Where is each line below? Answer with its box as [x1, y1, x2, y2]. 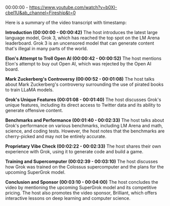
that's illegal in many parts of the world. [5, 46, 88, 51]
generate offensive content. [5, 108, 63, 113]
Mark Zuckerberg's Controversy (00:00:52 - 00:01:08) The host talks [5, 76, 155, 82]
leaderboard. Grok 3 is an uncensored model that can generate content [5, 40, 154, 46]
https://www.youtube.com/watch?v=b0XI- [29, 5, 118, 10]
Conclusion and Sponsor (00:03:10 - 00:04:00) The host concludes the [5, 179, 158, 185]
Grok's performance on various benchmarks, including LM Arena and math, [5, 123, 163, 128]
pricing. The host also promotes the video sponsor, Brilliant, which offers [5, 190, 157, 196]
